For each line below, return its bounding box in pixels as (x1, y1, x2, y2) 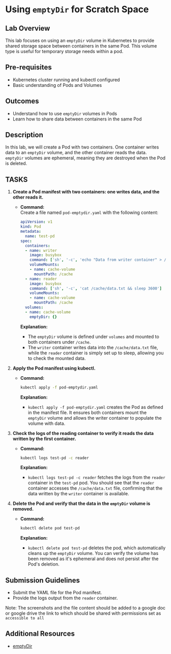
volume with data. (27, 420, 66, 426)
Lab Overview (5, 24, 50, 33)
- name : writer (24, 248, 58, 253)
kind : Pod (20, 224, 42, 229)
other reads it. (12, 194, 44, 200)
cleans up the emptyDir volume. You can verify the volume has (27, 550, 159, 556)
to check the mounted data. (27, 355, 86, 361)
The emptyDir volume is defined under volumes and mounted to (27, 333, 159, 340)
